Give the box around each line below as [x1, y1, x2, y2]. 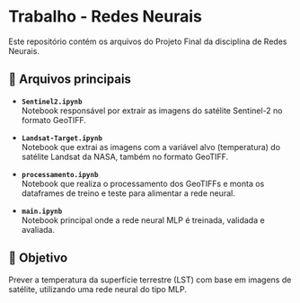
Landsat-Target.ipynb [21, 133, 102, 143]
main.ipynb [21, 207, 63, 216]
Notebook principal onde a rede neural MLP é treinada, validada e [21, 214, 266, 226]
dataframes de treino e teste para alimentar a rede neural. [21, 187, 235, 199]
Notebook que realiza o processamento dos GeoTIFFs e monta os [21, 178, 265, 189]
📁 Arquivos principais [8, 72, 132, 87]
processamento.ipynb [21, 170, 99, 179]
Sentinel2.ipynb [21, 97, 83, 106]
